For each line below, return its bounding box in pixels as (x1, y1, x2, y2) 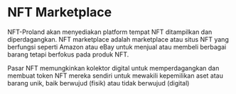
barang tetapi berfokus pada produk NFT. (7, 50, 129, 59)
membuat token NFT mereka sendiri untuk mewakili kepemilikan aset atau (7, 71, 224, 80)
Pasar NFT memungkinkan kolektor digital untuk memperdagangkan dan (7, 64, 220, 72)
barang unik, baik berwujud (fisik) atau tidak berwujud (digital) (7, 78, 190, 87)
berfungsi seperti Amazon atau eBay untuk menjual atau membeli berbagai (7, 42, 227, 51)
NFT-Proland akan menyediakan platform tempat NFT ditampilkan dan (7, 28, 213, 36)
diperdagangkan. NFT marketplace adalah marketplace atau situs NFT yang (7, 35, 229, 43)
